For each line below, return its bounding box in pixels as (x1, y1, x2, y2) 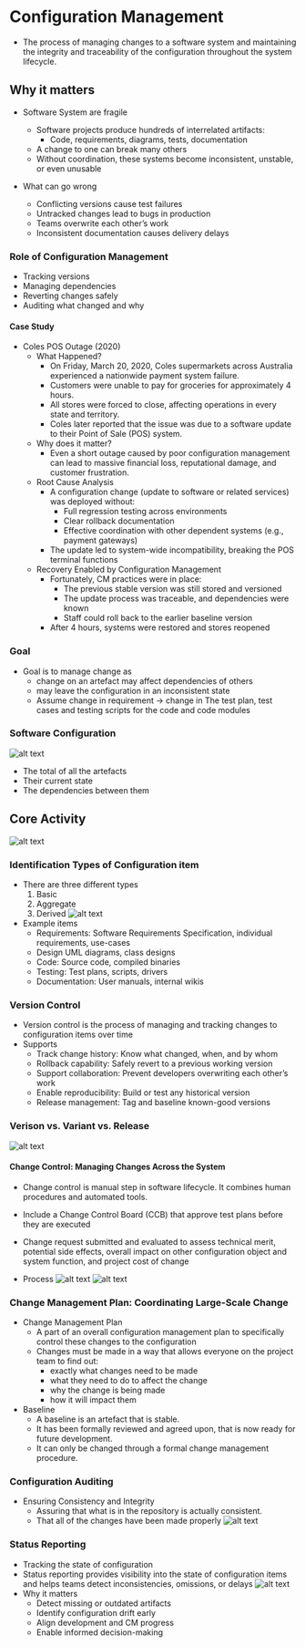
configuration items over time (22, 1029, 134, 1041)
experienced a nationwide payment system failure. (49, 370, 239, 381)
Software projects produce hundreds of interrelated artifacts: (36, 124, 266, 135)
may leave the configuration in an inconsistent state (36, 685, 230, 696)
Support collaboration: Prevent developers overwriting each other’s (36, 1068, 289, 1079)
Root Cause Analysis (36, 477, 114, 488)
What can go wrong (22, 181, 97, 192)
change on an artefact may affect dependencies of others (36, 675, 253, 686)
